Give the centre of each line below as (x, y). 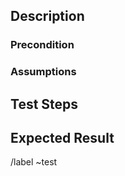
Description (47, 16)
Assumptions (43, 72)
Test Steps (44, 104)
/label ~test (34, 162)
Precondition (42, 45)
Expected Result (62, 138)
